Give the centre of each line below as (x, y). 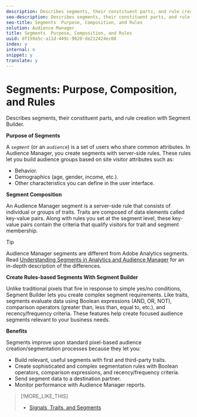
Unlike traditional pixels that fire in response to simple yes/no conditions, (94, 289)
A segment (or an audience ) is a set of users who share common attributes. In (98, 147)
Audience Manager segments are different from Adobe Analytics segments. (97, 254)
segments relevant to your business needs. (58, 320)
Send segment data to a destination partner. (68, 379)
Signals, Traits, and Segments (65, 408)
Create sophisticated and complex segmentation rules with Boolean (96, 366)
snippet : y (19, 55)
